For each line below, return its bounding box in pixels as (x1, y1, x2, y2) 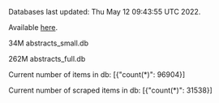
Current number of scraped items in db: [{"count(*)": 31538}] (8, 85, 213, 95)
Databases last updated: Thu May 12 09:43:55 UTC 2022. (8, 7, 201, 16)
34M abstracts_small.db (8, 38, 89, 48)
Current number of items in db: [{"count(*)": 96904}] (8, 70, 186, 79)
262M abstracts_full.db (8, 54, 86, 63)
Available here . (8, 23, 58, 32)
